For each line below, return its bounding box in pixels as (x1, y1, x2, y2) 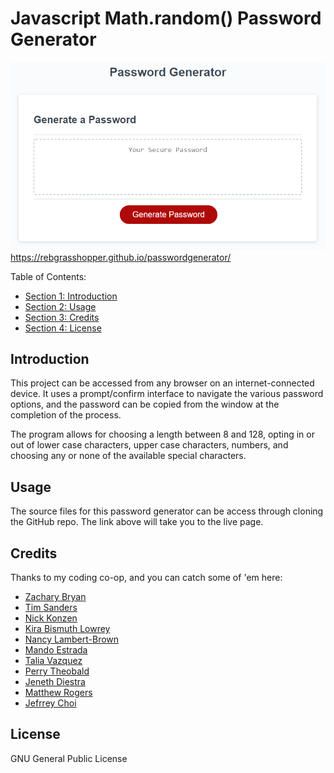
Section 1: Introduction (24, 290, 118, 302)
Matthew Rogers (24, 686, 93, 698)
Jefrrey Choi (24, 697, 77, 709)
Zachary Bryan (24, 590, 87, 602)
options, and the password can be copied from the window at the (10, 398, 280, 411)
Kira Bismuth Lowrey (24, 622, 111, 634)
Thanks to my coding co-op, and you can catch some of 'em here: (10, 571, 283, 583)
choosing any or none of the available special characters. (10, 450, 247, 462)
